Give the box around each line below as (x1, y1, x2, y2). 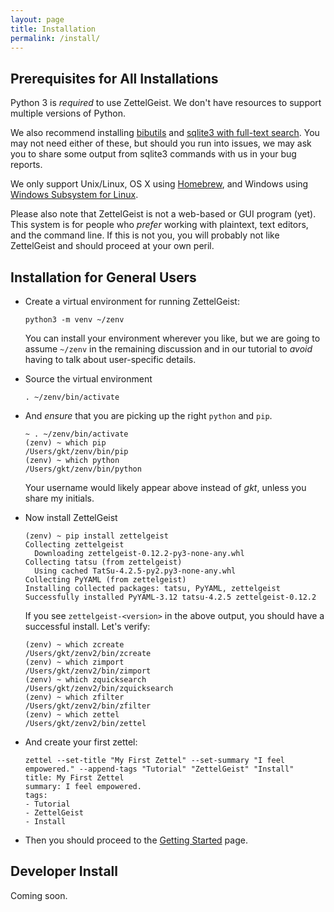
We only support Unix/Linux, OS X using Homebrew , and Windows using (10, 178, 309, 190)
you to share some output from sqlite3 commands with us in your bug (10, 148, 297, 160)
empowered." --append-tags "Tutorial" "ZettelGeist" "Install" (24, 764, 295, 774)
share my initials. (24, 492, 95, 504)
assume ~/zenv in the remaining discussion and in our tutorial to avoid (24, 343, 313, 355)
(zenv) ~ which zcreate (24, 640, 125, 650)
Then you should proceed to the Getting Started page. (24, 834, 248, 846)
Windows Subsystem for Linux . (10, 189, 139, 201)
